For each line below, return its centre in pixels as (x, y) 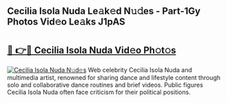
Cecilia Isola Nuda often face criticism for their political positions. (99, 92)
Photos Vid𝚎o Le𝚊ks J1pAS (66, 22)
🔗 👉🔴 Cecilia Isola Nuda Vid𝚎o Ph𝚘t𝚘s (92, 50)
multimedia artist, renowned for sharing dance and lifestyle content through (114, 77)
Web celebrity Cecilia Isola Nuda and (140, 70)
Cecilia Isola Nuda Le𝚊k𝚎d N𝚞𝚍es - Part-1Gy (104, 11)
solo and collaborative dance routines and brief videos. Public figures (105, 85)
